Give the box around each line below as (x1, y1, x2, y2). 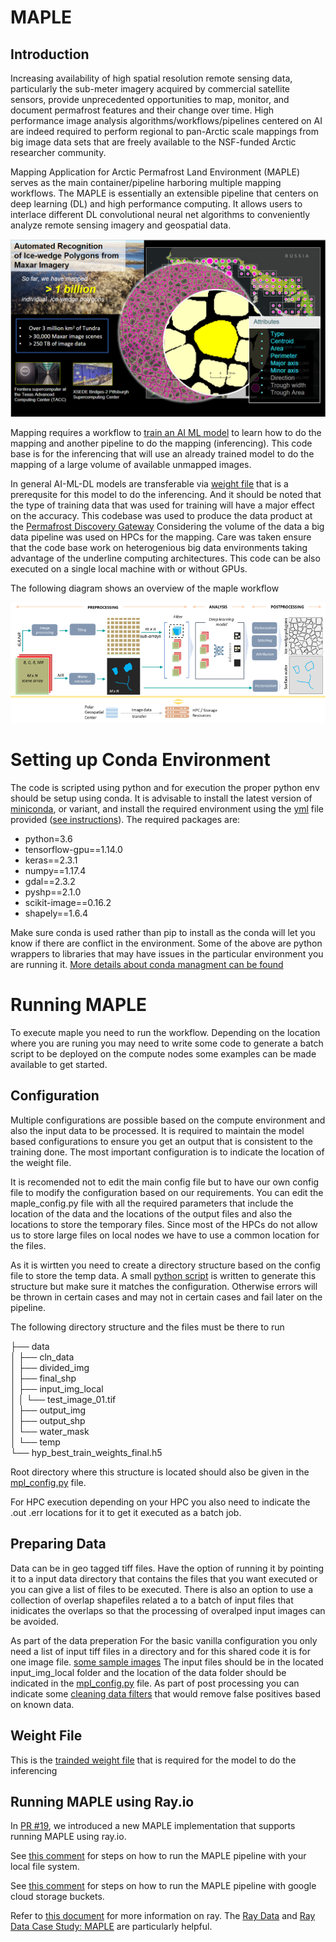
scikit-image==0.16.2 (24, 897, 112, 909)
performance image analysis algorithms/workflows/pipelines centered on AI (10, 115, 323, 126)
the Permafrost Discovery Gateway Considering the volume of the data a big (10, 520, 325, 532)
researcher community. (10, 147, 107, 158)
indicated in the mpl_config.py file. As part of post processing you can (10, 1677, 300, 1689)
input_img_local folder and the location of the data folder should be (10, 1666, 287, 1678)
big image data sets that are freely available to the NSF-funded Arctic (10, 136, 297, 148)
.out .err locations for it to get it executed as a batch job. (10, 1506, 242, 1518)
